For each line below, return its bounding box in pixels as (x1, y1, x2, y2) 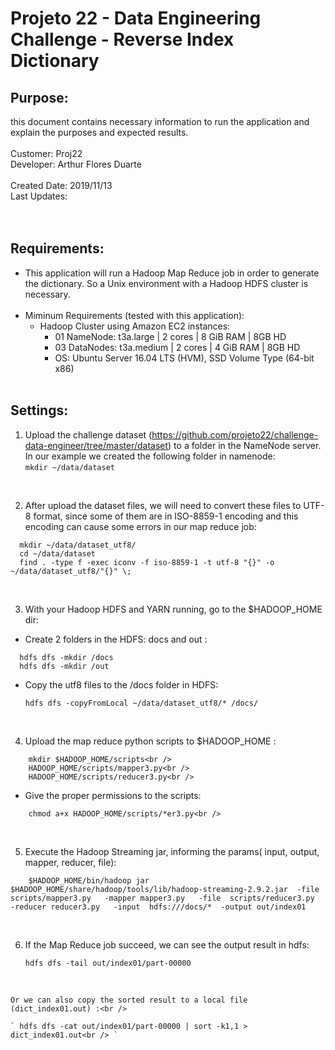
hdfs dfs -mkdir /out (19, 661, 110, 671)
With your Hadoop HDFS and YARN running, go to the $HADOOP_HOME (24, 603, 323, 615)
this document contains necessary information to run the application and (10, 116, 310, 127)
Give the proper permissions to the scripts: (24, 789, 202, 801)
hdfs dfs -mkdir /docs (19, 652, 114, 662)
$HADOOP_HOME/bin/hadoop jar (28, 875, 150, 886)
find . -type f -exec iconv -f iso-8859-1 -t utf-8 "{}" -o (19, 557, 275, 567)
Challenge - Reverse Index (10, 28, 235, 51)
